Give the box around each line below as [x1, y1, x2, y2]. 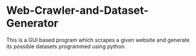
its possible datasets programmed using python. [6, 43, 127, 50]
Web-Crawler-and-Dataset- [6, 4, 149, 17]
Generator [6, 16, 58, 30]
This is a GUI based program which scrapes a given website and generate [6, 36, 190, 43]
